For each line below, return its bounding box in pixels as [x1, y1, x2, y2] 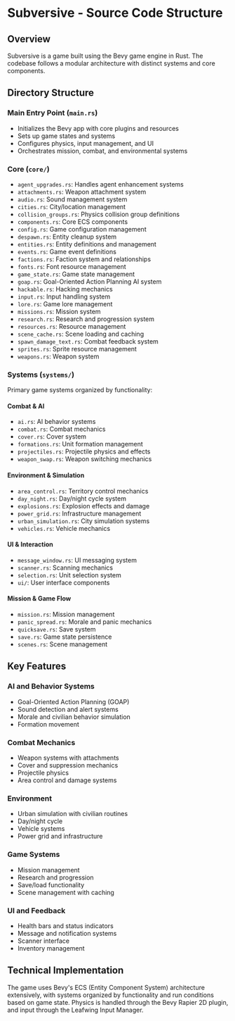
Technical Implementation [7, 965, 124, 977]
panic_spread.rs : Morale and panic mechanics [17, 618, 152, 626]
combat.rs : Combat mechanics [17, 425, 106, 434]
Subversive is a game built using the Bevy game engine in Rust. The [7, 51, 203, 60]
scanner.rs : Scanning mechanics [17, 563, 114, 572]
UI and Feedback [7, 906, 66, 915]
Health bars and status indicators [17, 921, 114, 930]
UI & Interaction [7, 540, 54, 549]
